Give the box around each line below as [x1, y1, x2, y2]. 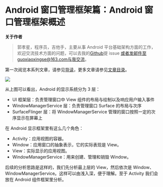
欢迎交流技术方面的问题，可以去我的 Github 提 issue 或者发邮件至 [17, 50, 147, 56]
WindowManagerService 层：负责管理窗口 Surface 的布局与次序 [12, 103, 142, 108]
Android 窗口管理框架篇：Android [5, 4, 143, 16]
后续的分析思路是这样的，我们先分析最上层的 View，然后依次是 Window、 [5, 164, 154, 170]
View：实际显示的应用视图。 [12, 147, 70, 154]
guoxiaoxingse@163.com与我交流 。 [17, 56, 90, 62]
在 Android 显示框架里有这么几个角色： [5, 125, 84, 131]
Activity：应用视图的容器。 [12, 135, 67, 142]
